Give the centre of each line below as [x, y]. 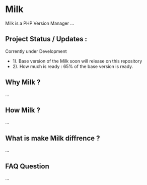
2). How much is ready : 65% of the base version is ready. [73, 66]
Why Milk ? [23, 82]
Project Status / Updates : [46, 39]
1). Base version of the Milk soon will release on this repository [77, 61]
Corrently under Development [36, 51]
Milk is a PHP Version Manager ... [40, 23]
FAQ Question [27, 166]
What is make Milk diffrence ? [53, 138]
